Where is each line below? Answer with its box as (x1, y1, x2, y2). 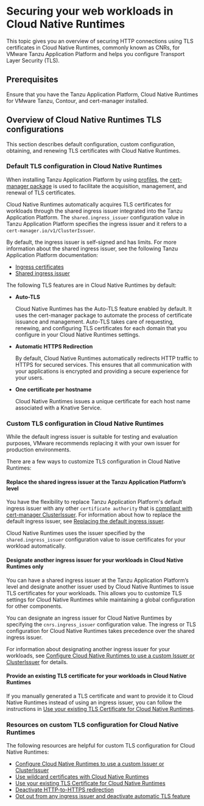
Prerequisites (6, 74, 58, 85)
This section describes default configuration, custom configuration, (6, 140, 175, 147)
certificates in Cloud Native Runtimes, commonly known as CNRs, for (6, 44, 180, 51)
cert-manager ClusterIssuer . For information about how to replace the (6, 511, 181, 518)
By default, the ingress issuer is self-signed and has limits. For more (6, 238, 177, 246)
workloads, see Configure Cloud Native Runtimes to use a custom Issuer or (6, 652, 195, 659)
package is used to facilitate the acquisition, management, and (30, 182, 188, 189)
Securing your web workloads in (6, 4, 174, 18)
